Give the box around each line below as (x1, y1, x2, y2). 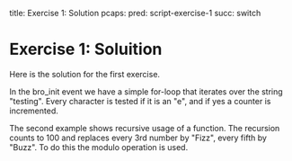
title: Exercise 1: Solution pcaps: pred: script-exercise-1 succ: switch (9, 8, 261, 18)
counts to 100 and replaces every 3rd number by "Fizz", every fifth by (9, 132, 268, 143)
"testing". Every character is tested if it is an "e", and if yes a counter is (9, 95, 271, 106)
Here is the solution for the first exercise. (9, 68, 160, 79)
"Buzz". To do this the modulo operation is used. (9, 141, 189, 152)
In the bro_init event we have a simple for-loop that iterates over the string (9, 85, 283, 97)
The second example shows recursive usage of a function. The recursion (9, 122, 280, 133)
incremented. (9, 105, 58, 116)
